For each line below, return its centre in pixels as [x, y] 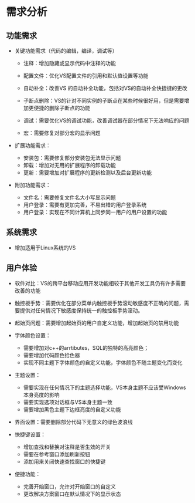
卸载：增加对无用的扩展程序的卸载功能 [69, 165]
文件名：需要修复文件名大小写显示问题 [69, 198]
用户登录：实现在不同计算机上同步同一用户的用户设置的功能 [95, 212]
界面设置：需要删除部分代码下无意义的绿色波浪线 [73, 422]
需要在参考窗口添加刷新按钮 [57, 454]
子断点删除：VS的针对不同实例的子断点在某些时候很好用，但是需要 [104, 101]
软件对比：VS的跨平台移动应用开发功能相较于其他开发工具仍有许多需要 [100, 283]
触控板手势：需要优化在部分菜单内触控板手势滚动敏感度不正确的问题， [99, 303]
